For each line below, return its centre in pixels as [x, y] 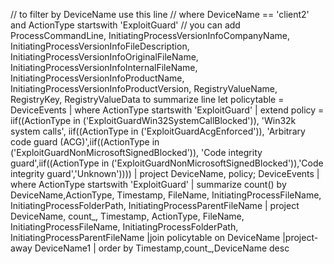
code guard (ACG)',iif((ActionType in [85, 142]
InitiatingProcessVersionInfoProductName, [97, 78]
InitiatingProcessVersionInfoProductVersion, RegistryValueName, [144, 88]
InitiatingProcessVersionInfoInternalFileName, [104, 67]
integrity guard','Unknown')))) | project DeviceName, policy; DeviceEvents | [165, 173]
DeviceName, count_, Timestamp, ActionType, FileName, [127, 216]
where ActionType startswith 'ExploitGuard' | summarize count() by [148, 184]
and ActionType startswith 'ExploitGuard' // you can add [125, 25]
